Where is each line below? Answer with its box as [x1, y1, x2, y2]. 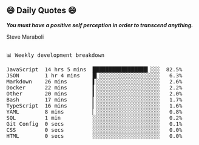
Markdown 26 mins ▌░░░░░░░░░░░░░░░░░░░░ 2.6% [6, 78, 183, 85]
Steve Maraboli [6, 33, 44, 40]
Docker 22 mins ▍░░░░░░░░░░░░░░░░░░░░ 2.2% [6, 84, 183, 91]
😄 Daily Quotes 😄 [6, 5, 77, 16]
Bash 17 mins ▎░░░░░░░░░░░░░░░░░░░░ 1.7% [6, 96, 183, 103]
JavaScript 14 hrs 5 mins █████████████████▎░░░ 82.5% [6, 66, 183, 72]
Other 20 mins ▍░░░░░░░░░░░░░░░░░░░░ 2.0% [6, 90, 183, 97]
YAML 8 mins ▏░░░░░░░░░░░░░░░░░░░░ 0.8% [6, 108, 183, 115]
